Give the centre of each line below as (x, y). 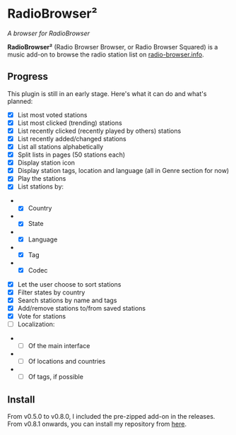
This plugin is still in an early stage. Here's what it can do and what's (107, 93)
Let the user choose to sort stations (69, 284)
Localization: (36, 324)
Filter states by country (51, 292)
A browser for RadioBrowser (49, 33)
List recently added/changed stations (72, 138)
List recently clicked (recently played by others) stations (99, 131)
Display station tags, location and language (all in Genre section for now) (123, 171)
